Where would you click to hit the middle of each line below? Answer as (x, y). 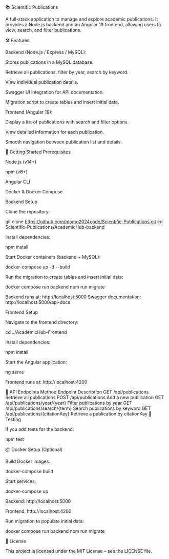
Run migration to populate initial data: (45, 521)
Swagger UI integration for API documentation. (55, 92)
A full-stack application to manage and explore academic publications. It (82, 19)
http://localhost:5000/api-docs (38, 302)
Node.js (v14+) (21, 162)
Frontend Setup (22, 312)
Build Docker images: (28, 461)
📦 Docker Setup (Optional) (34, 449)
